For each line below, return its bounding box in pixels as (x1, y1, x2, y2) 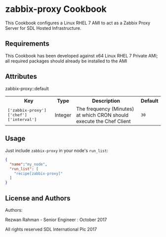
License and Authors (5, 194, 71, 202)
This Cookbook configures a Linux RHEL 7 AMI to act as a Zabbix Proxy (5, 20, 151, 26)
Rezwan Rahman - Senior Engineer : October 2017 (5, 217, 107, 223)
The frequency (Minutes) (76, 105, 134, 112)
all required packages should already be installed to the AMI (5, 58, 127, 64)
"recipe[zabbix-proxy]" (14, 171, 63, 176)
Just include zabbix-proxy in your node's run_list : (5, 147, 109, 153)
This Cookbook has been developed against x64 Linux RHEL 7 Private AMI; (5, 53, 158, 59)
